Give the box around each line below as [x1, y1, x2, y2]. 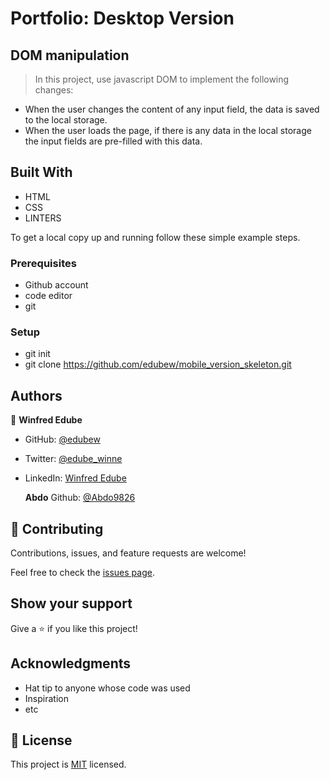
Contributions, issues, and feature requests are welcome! [10, 547, 247, 559]
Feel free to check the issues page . [10, 567, 155, 579]
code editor [24, 290, 73, 302]
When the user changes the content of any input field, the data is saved [24, 103, 320, 115]
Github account [24, 279, 89, 291]
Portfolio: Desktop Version [10, 7, 235, 30]
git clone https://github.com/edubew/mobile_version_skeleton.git [24, 358, 292, 371]
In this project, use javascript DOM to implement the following [34, 73, 290, 85]
